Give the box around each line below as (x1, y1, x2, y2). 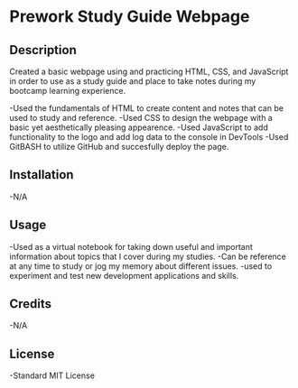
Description (9, 42, 77, 58)
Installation (9, 167, 74, 182)
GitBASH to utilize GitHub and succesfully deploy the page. (9, 142, 229, 152)
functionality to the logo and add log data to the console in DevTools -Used (9, 132, 289, 142)
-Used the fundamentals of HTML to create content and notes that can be (9, 103, 284, 114)
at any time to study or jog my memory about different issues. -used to (9, 260, 273, 272)
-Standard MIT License (9, 370, 95, 381)
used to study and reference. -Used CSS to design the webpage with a (9, 113, 273, 123)
